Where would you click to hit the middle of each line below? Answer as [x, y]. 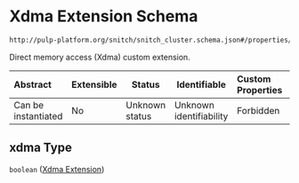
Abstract [32, 84]
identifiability [201, 115]
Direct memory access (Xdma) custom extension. [100, 57]
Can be [29, 105]
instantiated [38, 115]
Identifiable [202, 84]
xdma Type [41, 148]
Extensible [94, 84]
